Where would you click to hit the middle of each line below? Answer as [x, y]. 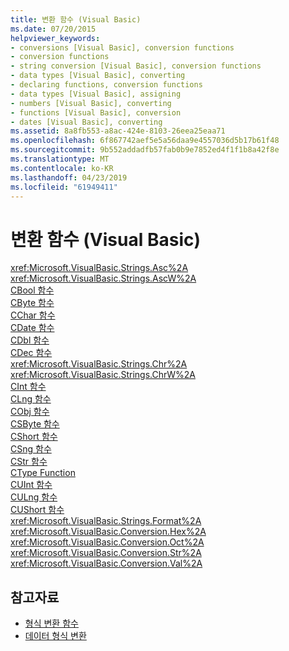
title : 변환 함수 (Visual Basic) [76, 19]
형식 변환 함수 [51, 623]
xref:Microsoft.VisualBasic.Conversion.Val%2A [106, 563]
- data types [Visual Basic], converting [98, 76]
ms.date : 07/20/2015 [53, 29]
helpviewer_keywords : [55, 38]
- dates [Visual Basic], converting [86, 122]
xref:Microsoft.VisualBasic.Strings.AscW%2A [103, 278]
